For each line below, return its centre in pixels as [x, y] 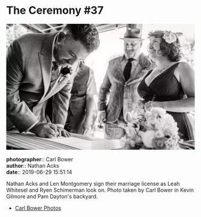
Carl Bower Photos [38, 208]
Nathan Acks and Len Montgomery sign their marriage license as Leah [93, 183]
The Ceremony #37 [55, 10]
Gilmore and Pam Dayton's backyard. [52, 196]
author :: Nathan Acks [33, 165]
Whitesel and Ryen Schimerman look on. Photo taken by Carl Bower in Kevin [100, 190]
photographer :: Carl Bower [40, 159]
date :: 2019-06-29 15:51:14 [39, 172]
